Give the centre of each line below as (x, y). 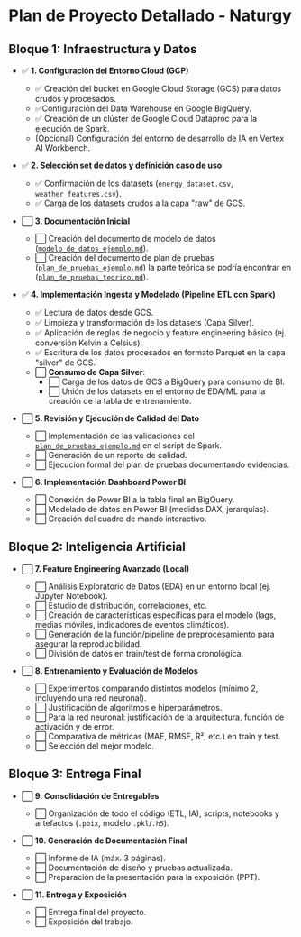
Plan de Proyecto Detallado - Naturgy (150, 16)
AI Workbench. (63, 148)
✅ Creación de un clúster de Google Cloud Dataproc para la (146, 119)
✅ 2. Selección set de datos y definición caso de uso (122, 165)
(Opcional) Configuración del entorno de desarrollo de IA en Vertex (160, 138)
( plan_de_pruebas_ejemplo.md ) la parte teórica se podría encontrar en (163, 267)
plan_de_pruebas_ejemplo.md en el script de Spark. (128, 446)
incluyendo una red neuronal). (91, 698)
